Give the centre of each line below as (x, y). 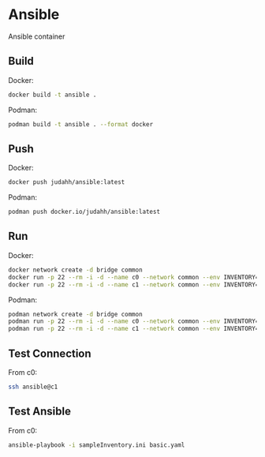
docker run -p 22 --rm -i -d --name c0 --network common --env (114, 277)
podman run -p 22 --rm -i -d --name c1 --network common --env (114, 329)
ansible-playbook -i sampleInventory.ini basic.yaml (97, 445)
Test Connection (50, 353)
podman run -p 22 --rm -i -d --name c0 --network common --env (114, 321)
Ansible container (37, 36)
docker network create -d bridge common (76, 270)
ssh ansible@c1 (33, 387)
